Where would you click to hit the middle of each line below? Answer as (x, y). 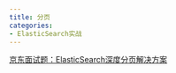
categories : (31, 26)
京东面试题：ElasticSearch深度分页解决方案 (88, 60)
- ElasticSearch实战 (46, 33)
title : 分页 (30, 17)
